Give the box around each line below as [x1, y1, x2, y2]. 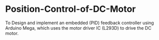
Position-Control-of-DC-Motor [5, 3, 136, 15]
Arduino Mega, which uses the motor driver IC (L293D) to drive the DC [5, 25, 152, 31]
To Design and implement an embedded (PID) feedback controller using [5, 20, 154, 26]
